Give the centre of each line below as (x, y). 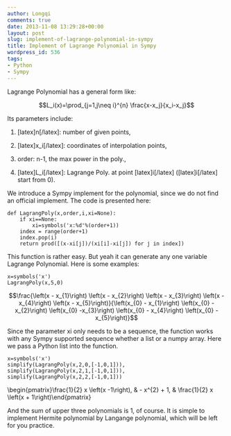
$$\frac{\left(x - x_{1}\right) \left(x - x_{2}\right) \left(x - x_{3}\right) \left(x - (117, 295)
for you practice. (31, 425)
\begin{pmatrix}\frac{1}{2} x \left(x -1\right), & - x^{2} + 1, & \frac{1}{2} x (110, 389)
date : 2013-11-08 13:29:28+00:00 (55, 26)
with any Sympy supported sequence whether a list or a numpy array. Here (114, 338)
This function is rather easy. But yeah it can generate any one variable (108, 256)
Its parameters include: (40, 118)
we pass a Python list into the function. (63, 346)
